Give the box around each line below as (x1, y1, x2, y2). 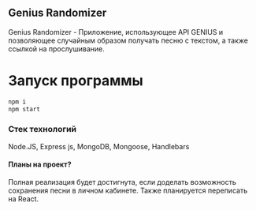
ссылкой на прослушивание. (8, 43, 105, 54)
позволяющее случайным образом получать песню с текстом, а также (8, 36, 248, 45)
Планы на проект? (8, 159, 72, 169)
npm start (8, 105, 41, 113)
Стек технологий (8, 124, 77, 135)
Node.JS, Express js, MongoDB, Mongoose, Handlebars (8, 141, 190, 151)
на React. (8, 194, 39, 204)
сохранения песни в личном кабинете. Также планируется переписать (8, 186, 248, 195)
